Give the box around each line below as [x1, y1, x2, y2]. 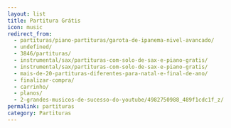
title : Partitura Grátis [7, 17, 81, 24]
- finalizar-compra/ [14, 76, 75, 84]
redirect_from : [7, 30, 53, 38]
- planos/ [14, 90, 43, 97]
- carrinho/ [14, 83, 50, 90]
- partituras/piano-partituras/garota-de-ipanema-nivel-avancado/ [14, 37, 215, 44]
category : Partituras [7, 110, 72, 117]
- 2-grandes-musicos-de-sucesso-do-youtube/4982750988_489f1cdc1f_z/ [14, 97, 224, 104]
